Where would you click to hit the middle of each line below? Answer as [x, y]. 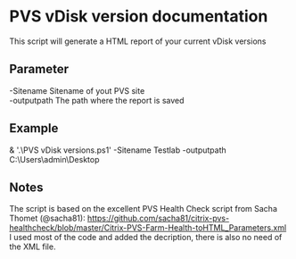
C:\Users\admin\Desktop [54, 159]
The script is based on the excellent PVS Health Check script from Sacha [144, 209]
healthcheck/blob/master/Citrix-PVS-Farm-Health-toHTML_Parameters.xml [148, 228]
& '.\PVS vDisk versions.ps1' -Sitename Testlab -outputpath [118, 150]
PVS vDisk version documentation [139, 17]
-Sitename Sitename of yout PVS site [77, 90]
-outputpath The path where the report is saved [97, 100]
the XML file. [33, 246]
